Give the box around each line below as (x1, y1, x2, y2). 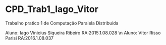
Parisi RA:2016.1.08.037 (5, 35, 54, 41)
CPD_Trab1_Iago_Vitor (5, 3, 98, 15)
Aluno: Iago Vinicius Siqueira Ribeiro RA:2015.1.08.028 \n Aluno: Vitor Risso (5, 29, 161, 35)
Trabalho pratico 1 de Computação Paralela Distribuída (5, 20, 119, 26)
